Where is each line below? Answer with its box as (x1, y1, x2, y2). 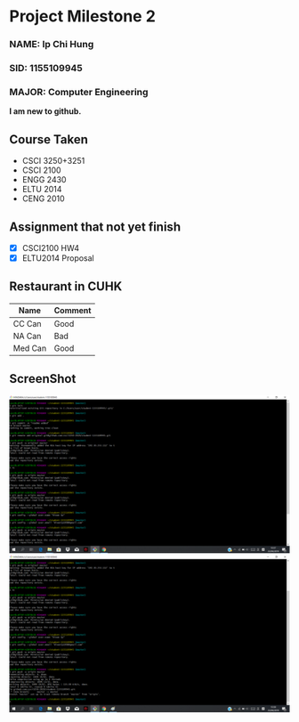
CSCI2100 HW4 (21, 242, 80, 253)
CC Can (12, 318, 42, 329)
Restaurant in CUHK (9, 279, 123, 295)
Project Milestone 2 (9, 6, 156, 27)
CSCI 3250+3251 (21, 156, 85, 166)
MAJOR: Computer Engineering (9, 85, 149, 98)
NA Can (12, 330, 42, 341)
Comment (53, 305, 92, 316)
